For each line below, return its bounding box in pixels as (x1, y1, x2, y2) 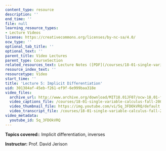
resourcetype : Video (5, 72, 48, 77)
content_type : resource (5, 7, 54, 12)
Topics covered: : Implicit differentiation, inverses (5, 131, 105, 137)
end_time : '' (5, 16, 32, 21)
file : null (5, 21, 28, 26)
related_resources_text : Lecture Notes (5, 62, 87, 67)
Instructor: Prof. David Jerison (5, 141, 68, 147)
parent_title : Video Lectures (5, 53, 68, 58)
